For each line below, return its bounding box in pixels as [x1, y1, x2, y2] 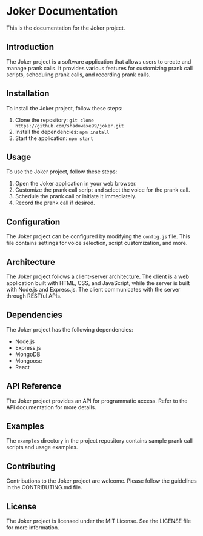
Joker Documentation [6, 4, 118, 18]
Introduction [6, 42, 55, 52]
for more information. [6, 524, 59, 531]
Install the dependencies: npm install [15, 128, 110, 135]
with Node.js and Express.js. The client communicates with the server [6, 286, 181, 293]
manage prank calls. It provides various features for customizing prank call [6, 64, 193, 72]
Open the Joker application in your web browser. [15, 180, 138, 187]
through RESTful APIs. [6, 292, 62, 300]
